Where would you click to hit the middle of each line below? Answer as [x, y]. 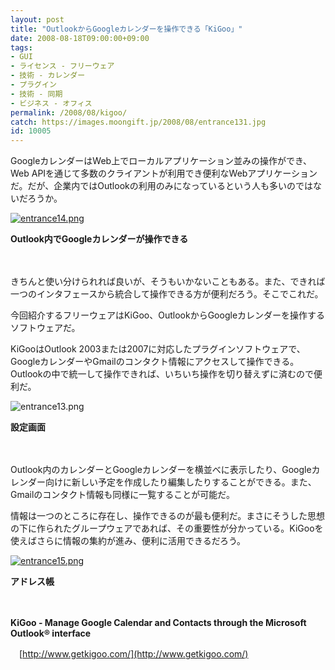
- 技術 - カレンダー [48, 76]
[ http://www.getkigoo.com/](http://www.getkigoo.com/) [133, 654]
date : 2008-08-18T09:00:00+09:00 [80, 38]
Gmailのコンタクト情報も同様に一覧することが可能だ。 [122, 495]
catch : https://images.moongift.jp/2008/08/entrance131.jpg [138, 122]
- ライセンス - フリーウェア [62, 66]
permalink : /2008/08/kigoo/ [69, 112]
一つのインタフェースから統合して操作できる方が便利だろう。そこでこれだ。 [167, 294]
